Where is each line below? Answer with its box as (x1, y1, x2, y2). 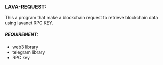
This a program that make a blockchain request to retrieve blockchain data (5, 15, 158, 21)
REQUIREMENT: (5, 31, 39, 37)
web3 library (12, 44, 39, 50)
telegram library (12, 49, 45, 55)
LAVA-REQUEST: (5, 3, 47, 10)
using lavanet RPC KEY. (5, 20, 54, 26)
